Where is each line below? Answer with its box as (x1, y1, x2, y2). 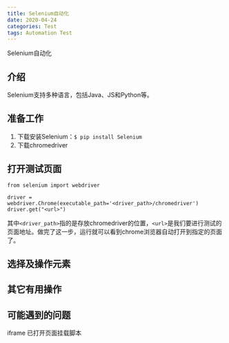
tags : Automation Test (7, 29, 72, 37)
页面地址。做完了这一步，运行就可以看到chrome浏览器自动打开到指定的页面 (7, 227, 223, 236)
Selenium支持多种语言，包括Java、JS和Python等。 (7, 91, 153, 99)
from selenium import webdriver (7, 182, 100, 189)
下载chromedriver (17, 141, 68, 149)
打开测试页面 (7, 163, 62, 175)
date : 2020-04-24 (7, 17, 57, 23)
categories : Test (7, 23, 57, 30)
